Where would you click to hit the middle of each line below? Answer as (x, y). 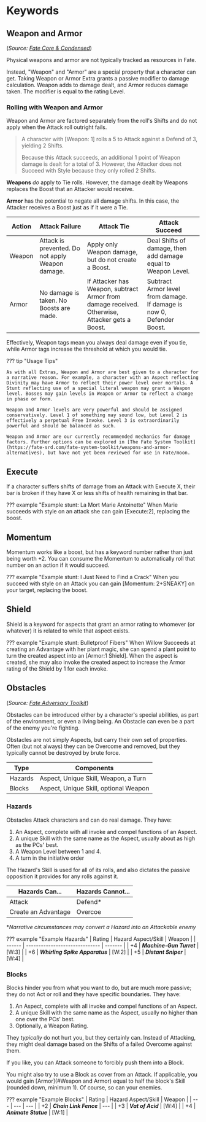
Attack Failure (60, 227)
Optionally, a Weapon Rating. (52, 1026)
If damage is (165, 305)
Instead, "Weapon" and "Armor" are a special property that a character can (101, 72)
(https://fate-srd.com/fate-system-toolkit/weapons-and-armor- (89, 448)
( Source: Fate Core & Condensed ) (49, 48)
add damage (165, 256)
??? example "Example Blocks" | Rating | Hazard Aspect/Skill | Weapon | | (99, 1099)
